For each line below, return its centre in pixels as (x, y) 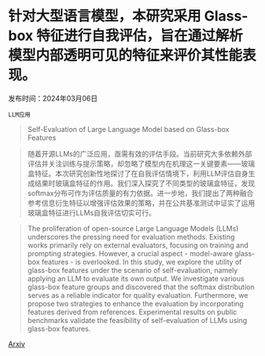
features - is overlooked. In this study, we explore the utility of (142, 262)
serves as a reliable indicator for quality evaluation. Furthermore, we (138, 295)
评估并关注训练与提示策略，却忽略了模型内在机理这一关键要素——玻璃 (141, 163)
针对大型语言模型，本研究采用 (105, 16)
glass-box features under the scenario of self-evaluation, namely (132, 270)
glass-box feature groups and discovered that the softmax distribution (141, 287)
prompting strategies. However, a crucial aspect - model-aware (130, 253)
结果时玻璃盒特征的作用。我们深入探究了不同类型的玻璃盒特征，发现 (145, 183)
